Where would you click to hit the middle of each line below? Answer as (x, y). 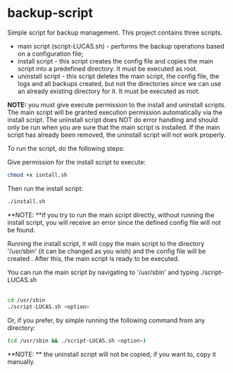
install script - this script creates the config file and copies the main (115, 61)
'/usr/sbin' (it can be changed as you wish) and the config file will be (107, 251)
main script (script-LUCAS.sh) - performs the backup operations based (121, 46)
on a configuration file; (50, 54)
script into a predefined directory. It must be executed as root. (108, 68)
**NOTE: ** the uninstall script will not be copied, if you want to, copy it (112, 355)
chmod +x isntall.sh (38, 175)
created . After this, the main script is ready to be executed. (93, 258)
